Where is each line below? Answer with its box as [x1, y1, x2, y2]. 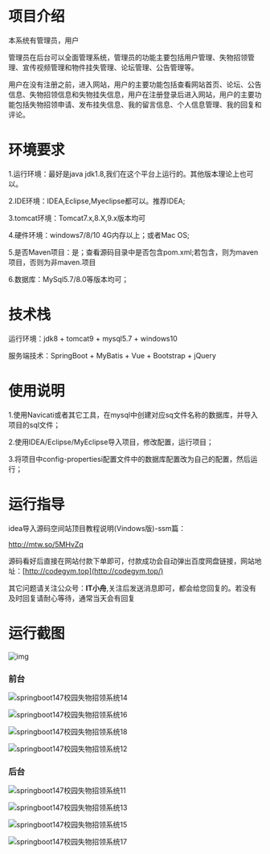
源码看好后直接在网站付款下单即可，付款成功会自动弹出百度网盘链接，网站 [8, 556, 255, 566]
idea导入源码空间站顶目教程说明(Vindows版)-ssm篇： [8, 523, 186, 533]
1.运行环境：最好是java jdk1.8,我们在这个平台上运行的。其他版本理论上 [8, 169, 239, 178]
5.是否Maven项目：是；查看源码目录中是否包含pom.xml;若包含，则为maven [8, 247, 259, 257]
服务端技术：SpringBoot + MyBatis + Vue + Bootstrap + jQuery [8, 350, 217, 360]
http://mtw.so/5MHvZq [8, 539, 84, 549]
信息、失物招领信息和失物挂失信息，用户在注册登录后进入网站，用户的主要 [8, 89, 255, 99]
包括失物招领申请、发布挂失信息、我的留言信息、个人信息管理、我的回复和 [14, 100, 262, 109]
